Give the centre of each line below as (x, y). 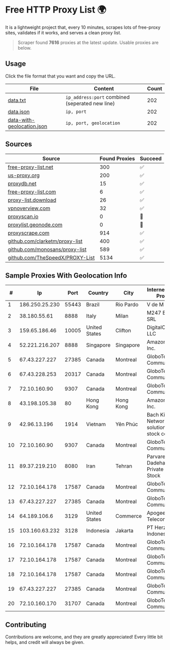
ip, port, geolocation (93, 123)
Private (155, 469)
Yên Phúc (127, 425)
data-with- (22, 120)
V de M (155, 304)
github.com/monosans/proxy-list (47, 249)
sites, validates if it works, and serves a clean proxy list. (63, 32)
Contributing (26, 624)
